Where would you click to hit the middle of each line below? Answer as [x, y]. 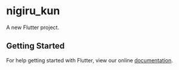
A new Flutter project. [33, 27]
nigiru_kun [33, 11]
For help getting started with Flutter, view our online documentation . [89, 60]
